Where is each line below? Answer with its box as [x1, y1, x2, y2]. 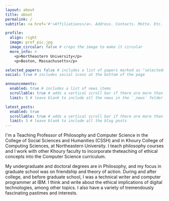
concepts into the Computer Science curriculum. [5, 154, 106, 160]
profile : [5, 31, 24, 36]
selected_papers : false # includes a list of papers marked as [5, 67, 141, 73]
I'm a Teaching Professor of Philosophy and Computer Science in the [5, 132, 148, 138]
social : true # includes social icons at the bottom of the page [5, 72, 145, 77]
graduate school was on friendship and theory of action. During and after [5, 169, 157, 175]
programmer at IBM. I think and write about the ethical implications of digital [5, 179, 162, 185]
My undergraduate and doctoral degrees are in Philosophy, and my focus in [5, 163, 162, 169]
